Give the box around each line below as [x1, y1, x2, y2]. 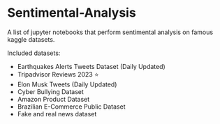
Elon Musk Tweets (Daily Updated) [17, 80, 117, 88]
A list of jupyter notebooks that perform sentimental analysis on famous [7, 28, 214, 36]
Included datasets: [7, 49, 61, 57]
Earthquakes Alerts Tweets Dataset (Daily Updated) [17, 62, 166, 70]
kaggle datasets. [7, 35, 55, 43]
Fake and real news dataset [17, 109, 97, 118]
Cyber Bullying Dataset [17, 87, 84, 95]
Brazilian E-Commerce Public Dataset [17, 102, 126, 111]
